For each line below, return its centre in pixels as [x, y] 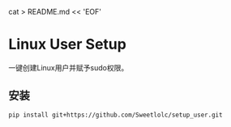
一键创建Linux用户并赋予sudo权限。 [68, 67]
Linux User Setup [68, 44]
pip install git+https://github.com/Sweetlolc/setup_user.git [115, 115]
